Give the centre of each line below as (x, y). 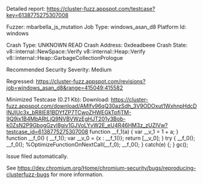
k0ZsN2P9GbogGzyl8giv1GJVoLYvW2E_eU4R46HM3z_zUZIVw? (87, 125)
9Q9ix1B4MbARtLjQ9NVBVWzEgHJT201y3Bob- (66, 119)
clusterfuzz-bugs (28, 174)
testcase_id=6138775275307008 (47, 132)
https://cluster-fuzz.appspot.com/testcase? (101, 9)
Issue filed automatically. (37, 156)
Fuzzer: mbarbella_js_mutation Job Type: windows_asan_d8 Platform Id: (96, 27)
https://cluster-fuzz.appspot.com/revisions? (91, 81)
